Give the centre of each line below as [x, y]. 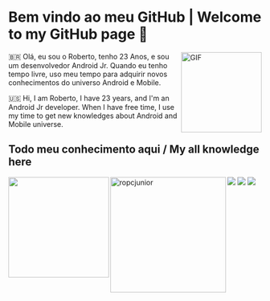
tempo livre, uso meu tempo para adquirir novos [88, 74]
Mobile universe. [36, 124]
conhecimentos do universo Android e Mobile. [85, 82]
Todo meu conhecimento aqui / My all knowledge [134, 150]
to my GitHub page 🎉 [78, 34]
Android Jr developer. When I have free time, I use [92, 107]
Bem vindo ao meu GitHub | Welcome [135, 17]
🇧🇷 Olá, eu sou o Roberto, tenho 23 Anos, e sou [89, 56]
